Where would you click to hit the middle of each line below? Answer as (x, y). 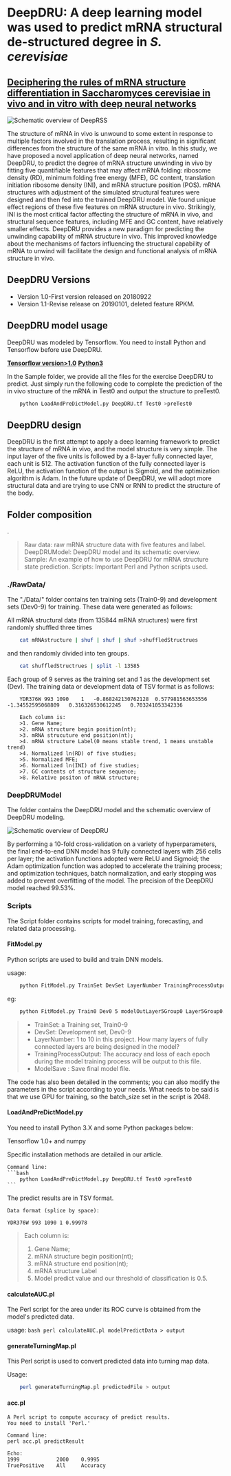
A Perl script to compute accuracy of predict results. (89, 1417)
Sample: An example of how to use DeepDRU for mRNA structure (116, 560)
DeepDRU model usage (57, 326)
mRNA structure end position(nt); (81, 1263)
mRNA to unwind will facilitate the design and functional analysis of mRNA (112, 251)
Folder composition (49, 514)
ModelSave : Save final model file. (82, 1068)
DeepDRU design (44, 425)
